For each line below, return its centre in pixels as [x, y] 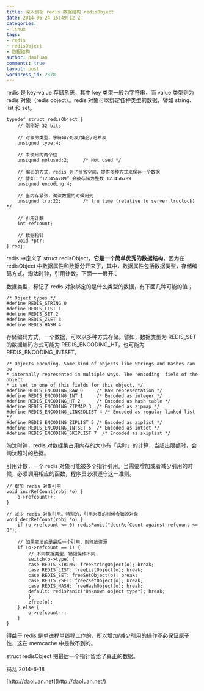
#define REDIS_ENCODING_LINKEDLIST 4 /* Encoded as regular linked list [101, 412]
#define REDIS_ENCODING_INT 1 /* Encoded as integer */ [85, 396]
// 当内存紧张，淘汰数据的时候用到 [56, 196]
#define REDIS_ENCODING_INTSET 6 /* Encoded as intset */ [83, 428]
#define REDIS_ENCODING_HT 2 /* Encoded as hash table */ [89, 401]
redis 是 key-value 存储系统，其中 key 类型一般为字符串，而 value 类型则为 [100, 93]
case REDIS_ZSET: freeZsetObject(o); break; [86, 581]
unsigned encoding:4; [45, 184]
